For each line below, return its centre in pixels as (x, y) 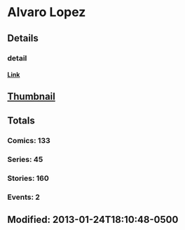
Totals (21, 120)
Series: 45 (25, 159)
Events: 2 (24, 197)
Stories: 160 (28, 178)
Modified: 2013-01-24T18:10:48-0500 (93, 219)
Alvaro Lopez (47, 12)
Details (23, 38)
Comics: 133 (29, 140)
